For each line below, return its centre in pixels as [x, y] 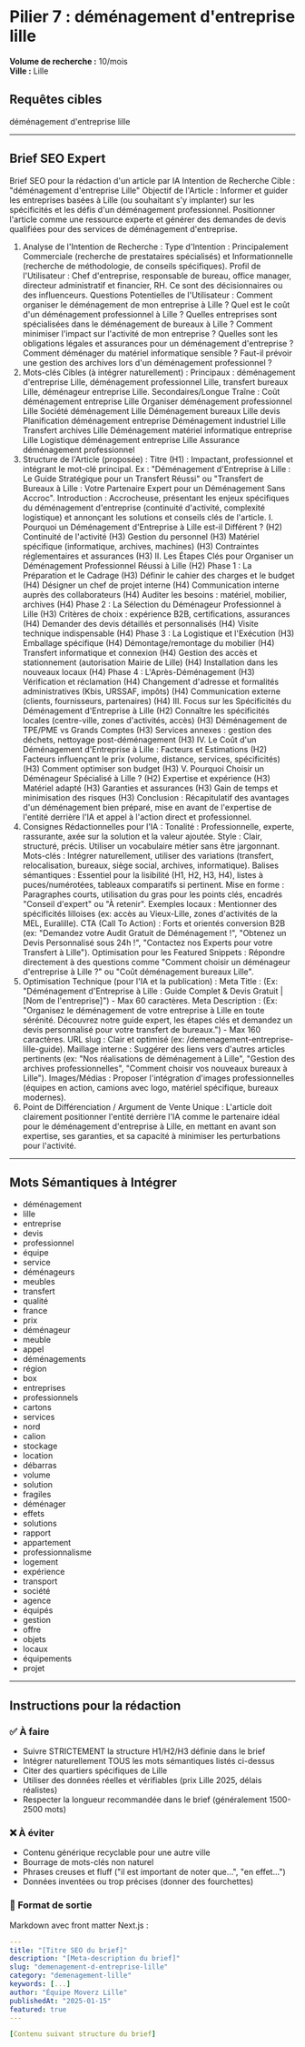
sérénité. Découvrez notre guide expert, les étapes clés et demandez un [157, 1020]
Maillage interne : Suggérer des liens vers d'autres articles [176, 1049]
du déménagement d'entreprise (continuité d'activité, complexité [144, 508]
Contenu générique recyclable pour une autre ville [116, 1852]
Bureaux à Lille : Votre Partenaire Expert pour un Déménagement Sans [154, 488]
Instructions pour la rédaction [95, 1705]
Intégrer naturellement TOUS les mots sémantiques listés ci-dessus [148, 1761]
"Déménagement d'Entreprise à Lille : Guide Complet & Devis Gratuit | [153, 991]
